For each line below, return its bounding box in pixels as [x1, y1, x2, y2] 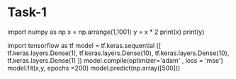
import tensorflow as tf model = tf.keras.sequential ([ [7, 41, 162, 49]
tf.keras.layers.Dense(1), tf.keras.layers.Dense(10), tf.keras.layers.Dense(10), [7, 49, 230, 57]
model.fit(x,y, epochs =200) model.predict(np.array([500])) [7, 63, 181, 72]
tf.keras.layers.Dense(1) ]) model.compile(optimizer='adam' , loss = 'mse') [7, 56, 223, 64]
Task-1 [7, 4, 47, 20]
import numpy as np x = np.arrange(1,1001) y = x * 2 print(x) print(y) [7, 28, 205, 36]
